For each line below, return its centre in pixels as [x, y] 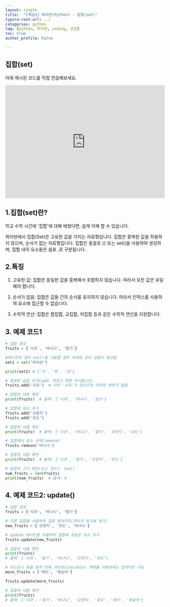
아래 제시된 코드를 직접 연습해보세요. [41, 78]
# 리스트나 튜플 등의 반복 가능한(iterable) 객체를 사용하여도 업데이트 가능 [75, 567]
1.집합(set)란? [27, 213]
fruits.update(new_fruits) [34, 539]
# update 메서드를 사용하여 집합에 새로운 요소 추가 [52, 535]
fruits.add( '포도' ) [25, 418]
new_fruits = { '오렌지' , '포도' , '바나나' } [48, 526]
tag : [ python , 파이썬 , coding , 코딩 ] [42, 29]
